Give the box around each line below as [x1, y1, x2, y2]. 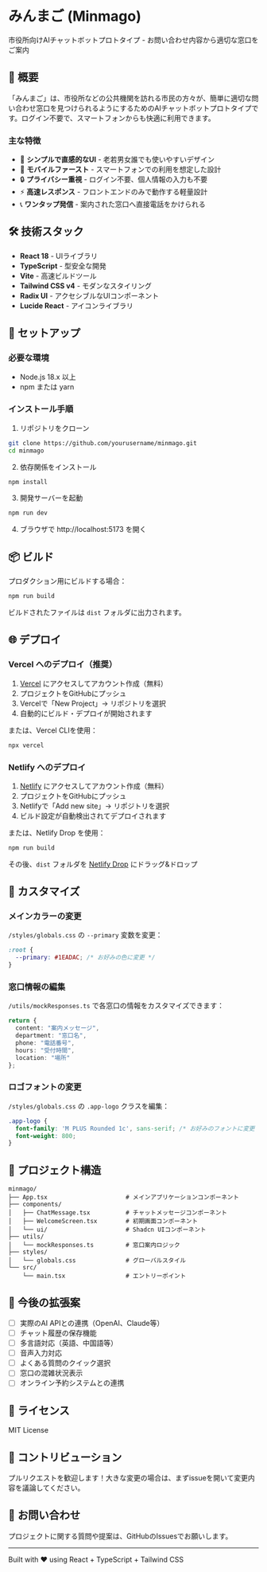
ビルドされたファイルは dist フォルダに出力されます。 [8, 608, 187, 617]
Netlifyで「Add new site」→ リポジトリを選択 [19, 801, 169, 811]
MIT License [8, 1425, 49, 1435]
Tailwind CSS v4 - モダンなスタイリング [19, 280, 153, 291]
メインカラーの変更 [8, 911, 82, 922]
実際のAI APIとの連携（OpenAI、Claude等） [19, 1318, 164, 1328]
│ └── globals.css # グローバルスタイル [8, 1257, 187, 1265]
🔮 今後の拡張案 [8, 1296, 81, 1309]
